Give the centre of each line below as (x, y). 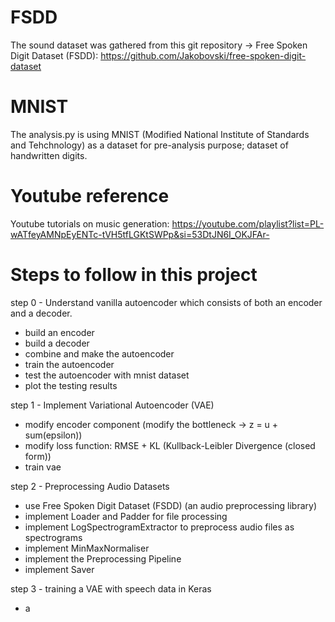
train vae (43, 467)
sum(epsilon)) (53, 435)
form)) (38, 456)
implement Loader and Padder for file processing (126, 516)
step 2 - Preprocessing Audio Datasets (90, 486)
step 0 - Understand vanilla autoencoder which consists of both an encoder (166, 302)
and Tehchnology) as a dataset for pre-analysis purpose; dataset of (149, 145)
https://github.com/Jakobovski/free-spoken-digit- (203, 55)
